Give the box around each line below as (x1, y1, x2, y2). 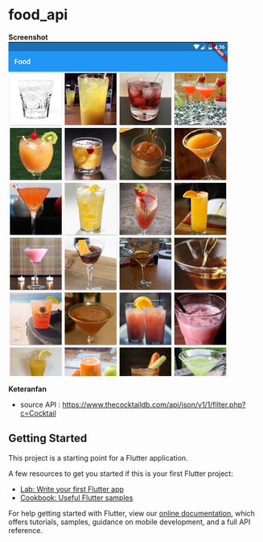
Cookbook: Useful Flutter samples (19, 493, 134, 503)
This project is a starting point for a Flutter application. (8, 453, 188, 462)
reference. (8, 525, 43, 535)
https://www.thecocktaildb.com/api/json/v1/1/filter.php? (62, 399, 246, 409)
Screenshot (8, 32, 48, 42)
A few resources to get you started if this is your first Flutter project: (8, 469, 233, 478)
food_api (8, 6, 68, 24)
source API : (19, 399, 61, 409)
